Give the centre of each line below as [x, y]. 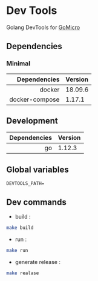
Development [32, 121]
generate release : [38, 262]
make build [20, 228]
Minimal [18, 64]
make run [17, 250]
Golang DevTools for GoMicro [43, 27]
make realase [23, 273]
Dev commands [36, 202]
